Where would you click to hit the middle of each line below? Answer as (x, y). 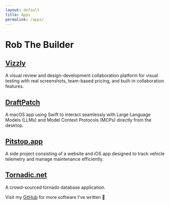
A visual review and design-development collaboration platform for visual (82, 76)
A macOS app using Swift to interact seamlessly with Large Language (78, 114)
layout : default (22, 10)
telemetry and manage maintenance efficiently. (55, 159)
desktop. (14, 126)
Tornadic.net (26, 175)
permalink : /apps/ (25, 19)
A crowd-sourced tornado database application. (55, 187)
